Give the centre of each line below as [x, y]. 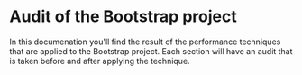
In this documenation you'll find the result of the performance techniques [145, 42]
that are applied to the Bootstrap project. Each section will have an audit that [151, 51]
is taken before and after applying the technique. [100, 61]
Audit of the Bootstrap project [123, 17]
